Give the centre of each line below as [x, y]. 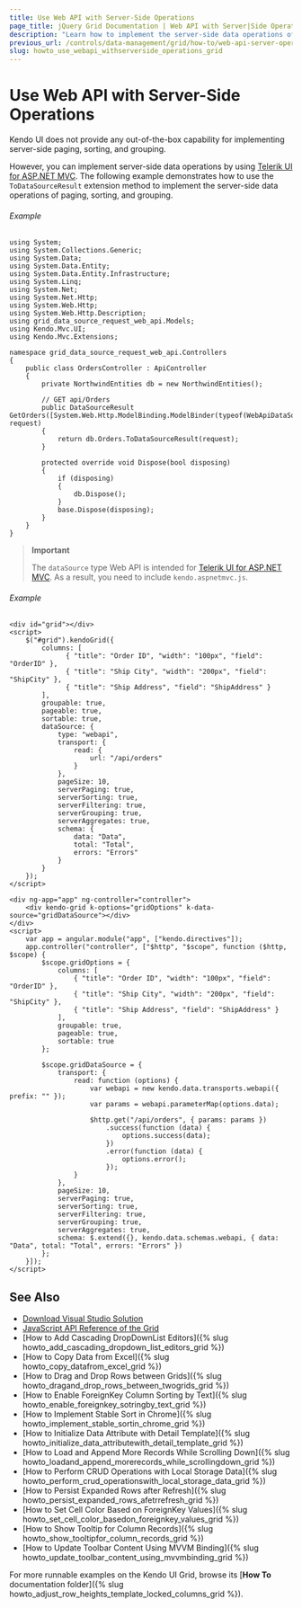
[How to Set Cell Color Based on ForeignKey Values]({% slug [135, 1510]
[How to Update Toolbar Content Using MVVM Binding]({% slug [140, 1548]
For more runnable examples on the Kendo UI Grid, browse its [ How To [140, 1575]
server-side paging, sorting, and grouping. [88, 149]
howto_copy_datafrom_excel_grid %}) [92, 1366]
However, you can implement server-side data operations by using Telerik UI [151, 166]
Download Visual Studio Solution [83, 1319]
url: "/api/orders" [126, 759]
